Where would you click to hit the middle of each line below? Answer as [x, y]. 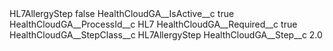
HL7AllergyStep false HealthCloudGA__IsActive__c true [122, 13]
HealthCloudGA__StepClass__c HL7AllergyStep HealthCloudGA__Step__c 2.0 [166, 35]
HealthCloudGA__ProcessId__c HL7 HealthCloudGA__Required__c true [153, 24]
